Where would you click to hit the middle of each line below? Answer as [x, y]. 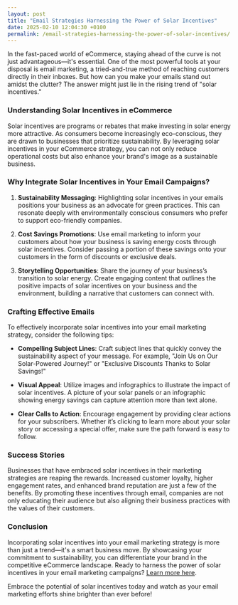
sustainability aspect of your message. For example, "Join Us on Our [118, 356]
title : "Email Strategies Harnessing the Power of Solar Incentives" [113, 21]
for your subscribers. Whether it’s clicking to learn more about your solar [124, 421]
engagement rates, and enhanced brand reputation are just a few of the [112, 485]
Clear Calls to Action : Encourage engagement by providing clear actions [124, 414]
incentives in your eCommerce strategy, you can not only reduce [102, 148]
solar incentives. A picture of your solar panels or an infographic [112, 393]
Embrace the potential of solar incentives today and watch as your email [113, 586]
